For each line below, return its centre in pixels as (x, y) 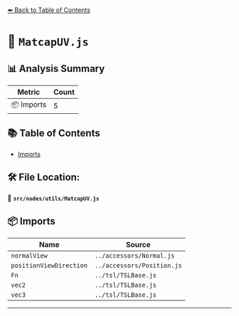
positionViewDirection (49, 266)
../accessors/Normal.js (134, 256)
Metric (29, 92)
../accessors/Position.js (138, 266)
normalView (29, 256)
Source (138, 245)
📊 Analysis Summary (56, 69)
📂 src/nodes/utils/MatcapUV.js (53, 198)
